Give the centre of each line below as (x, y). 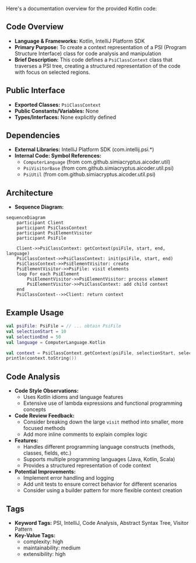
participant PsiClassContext (52, 228)
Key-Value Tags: (35, 535)
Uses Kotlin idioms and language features (73, 397)
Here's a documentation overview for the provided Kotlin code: (82, 8)
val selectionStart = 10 (36, 331)
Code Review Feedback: (44, 416)
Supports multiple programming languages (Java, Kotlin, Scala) (99, 459)
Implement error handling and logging (69, 478)
